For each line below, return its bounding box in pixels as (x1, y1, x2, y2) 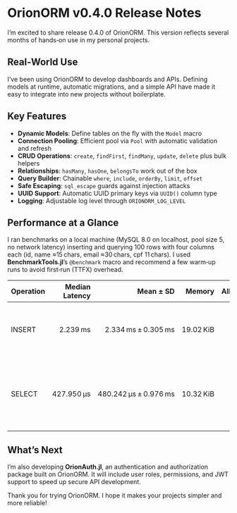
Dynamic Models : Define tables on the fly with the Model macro (17, 129, 202, 137)
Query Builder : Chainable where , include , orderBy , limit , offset (17, 174, 203, 183)
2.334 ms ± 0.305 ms (104, 325, 175, 335)
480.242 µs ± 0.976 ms (97, 389, 175, 399)
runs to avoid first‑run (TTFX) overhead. (7, 266, 123, 274)
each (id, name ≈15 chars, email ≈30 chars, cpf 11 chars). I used (7, 250, 191, 259)
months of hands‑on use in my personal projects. (7, 35, 150, 44)
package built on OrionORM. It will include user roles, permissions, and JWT (7, 470, 229, 478)
